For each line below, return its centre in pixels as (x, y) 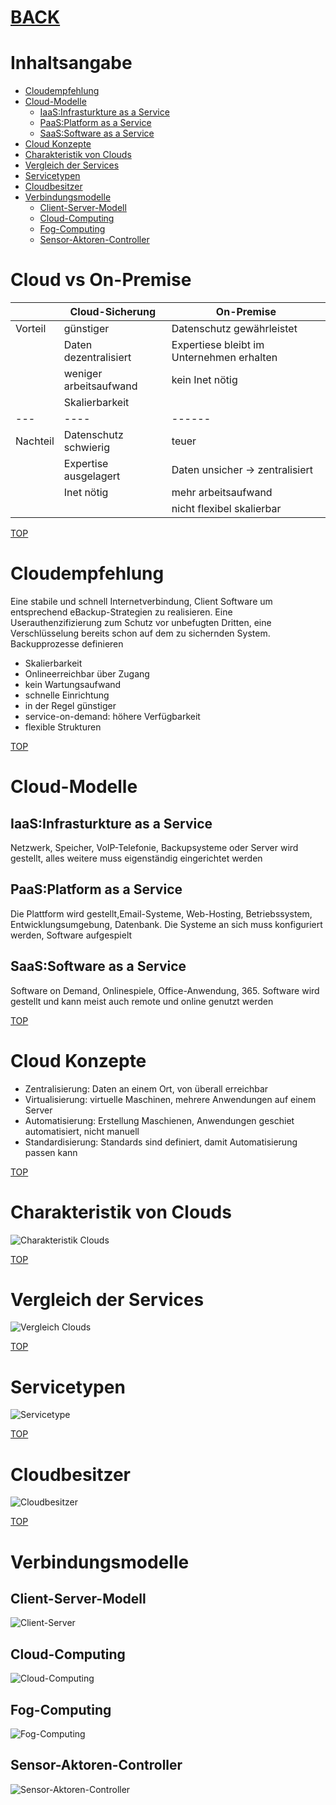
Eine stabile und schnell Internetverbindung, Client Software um (141, 601)
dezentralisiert (97, 358)
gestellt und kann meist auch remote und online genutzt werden (142, 1001)
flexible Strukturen (63, 727)
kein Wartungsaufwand (73, 684)
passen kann (51, 1152)
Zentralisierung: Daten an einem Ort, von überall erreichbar (146, 1088)
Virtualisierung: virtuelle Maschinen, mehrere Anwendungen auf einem (170, 1099)
